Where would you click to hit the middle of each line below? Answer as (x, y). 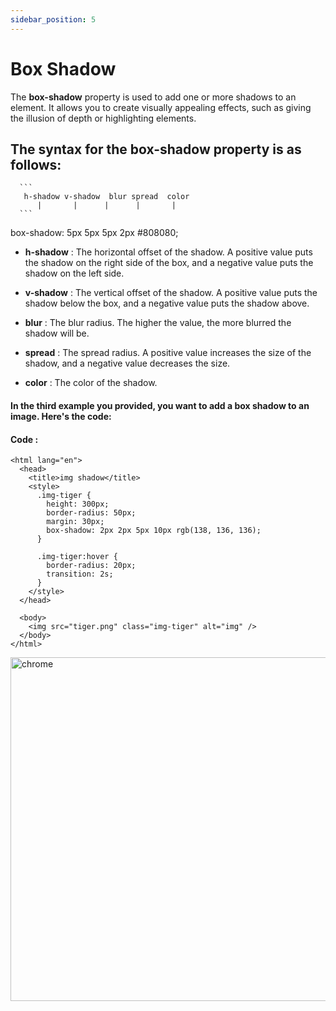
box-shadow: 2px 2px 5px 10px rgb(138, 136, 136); (154, 531)
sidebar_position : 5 (53, 19)
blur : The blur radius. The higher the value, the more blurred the (158, 323)
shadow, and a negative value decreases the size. (127, 363)
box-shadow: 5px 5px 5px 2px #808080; (94, 233)
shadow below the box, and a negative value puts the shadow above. (167, 303)
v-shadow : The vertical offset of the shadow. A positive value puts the (171, 293)
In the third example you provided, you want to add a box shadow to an (160, 405)
